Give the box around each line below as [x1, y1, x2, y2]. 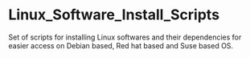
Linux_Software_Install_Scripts [8, 6, 219, 24]
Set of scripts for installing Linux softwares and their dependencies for [8, 32, 242, 42]
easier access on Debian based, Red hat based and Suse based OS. [8, 40, 234, 50]
